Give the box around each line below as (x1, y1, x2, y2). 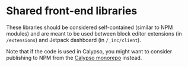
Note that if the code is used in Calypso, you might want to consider (6, 47, 173, 55)
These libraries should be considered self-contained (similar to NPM (6, 24, 173, 31)
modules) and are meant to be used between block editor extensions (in (6, 30, 182, 37)
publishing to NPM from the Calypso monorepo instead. (6, 54, 142, 61)
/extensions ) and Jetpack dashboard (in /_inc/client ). (6, 36, 141, 43)
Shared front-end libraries (6, 4, 138, 18)
